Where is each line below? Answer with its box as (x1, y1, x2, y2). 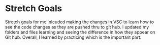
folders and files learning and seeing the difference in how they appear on (5, 29, 156, 35)
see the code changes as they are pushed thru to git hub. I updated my (5, 24, 149, 30)
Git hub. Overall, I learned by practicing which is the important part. (5, 34, 142, 40)
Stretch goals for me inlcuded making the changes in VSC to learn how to (5, 19, 154, 25)
